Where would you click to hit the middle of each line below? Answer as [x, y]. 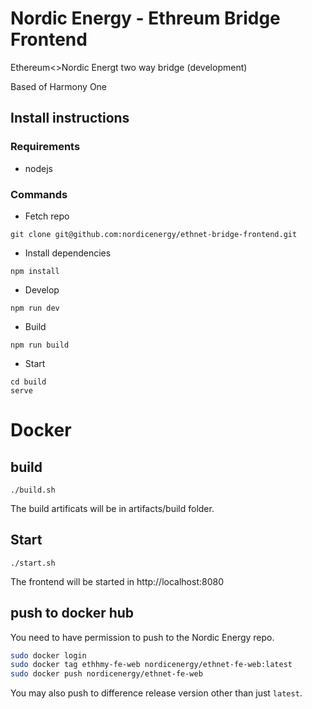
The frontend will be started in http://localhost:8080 [117, 581]
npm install [35, 271]
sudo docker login [48, 655]
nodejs [38, 168]
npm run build [40, 345]
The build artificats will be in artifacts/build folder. [112, 508]
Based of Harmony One [59, 86]
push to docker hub [72, 613]
